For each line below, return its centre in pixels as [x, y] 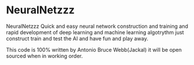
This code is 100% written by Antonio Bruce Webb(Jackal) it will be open [94, 49]
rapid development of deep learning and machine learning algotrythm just [95, 32]
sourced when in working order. [45, 56]
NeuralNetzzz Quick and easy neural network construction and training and [97, 26]
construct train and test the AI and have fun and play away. [77, 38]
